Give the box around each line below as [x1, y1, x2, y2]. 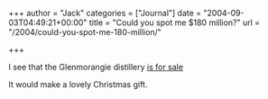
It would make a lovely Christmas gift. [8, 79, 148, 89]
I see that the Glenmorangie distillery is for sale [8, 62, 184, 72]
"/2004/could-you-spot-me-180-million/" [8, 27, 162, 37]
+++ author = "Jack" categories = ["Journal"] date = [8, 8, 202, 18]
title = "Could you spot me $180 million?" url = [88, 17, 261, 28]
